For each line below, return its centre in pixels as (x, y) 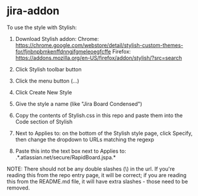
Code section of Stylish (44, 121)
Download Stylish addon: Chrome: (57, 39)
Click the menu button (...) (47, 81)
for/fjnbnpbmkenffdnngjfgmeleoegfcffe (63, 51)
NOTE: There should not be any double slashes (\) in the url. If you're (91, 169)
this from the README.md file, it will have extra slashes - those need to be (98, 181)
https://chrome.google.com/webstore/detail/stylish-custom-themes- (99, 45)
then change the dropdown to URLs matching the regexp (85, 139)
